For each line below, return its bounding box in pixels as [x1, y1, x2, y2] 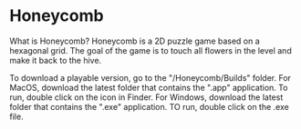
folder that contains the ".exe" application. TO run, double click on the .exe [9, 101, 289, 112]
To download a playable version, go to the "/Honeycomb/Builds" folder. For [9, 72, 292, 83]
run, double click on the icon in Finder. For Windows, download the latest [9, 92, 284, 103]
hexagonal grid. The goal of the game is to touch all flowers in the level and [9, 45, 292, 55]
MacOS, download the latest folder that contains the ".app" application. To [9, 82, 288, 93]
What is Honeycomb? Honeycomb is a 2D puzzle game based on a [9, 35, 260, 46]
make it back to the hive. [9, 55, 102, 65]
